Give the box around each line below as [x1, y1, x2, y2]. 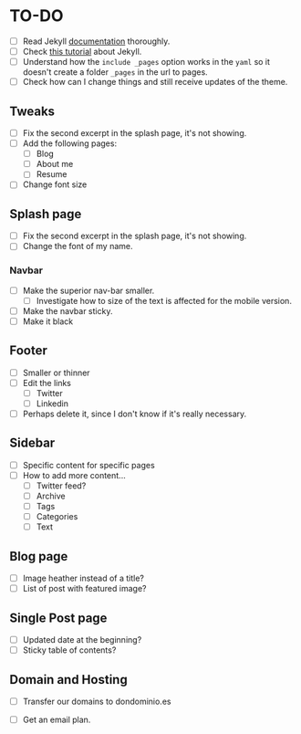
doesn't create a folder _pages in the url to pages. [22, 67, 208, 78]
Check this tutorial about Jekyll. [22, 47, 142, 57]
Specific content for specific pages [22, 459, 155, 470]
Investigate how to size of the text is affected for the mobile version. [36, 295, 292, 306]
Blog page [9, 549, 68, 564]
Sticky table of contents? [22, 645, 117, 655]
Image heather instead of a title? [22, 572, 144, 584]
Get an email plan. [22, 714, 91, 725]
